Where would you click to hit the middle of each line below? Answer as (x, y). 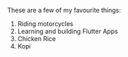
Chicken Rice (37, 39)
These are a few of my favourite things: (64, 10)
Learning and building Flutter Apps (68, 31)
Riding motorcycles (45, 24)
